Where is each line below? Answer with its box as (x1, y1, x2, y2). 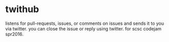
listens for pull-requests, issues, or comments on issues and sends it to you (5, 20, 164, 26)
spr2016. (5, 31, 24, 37)
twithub (5, 4, 39, 15)
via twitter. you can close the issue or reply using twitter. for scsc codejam (5, 25, 162, 31)
